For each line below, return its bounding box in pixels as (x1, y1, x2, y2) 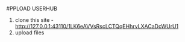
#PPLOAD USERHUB (6, 5, 58, 12)
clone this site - (14, 17, 54, 23)
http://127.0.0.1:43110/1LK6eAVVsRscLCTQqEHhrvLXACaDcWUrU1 (14, 23, 179, 30)
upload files (14, 29, 45, 36)
